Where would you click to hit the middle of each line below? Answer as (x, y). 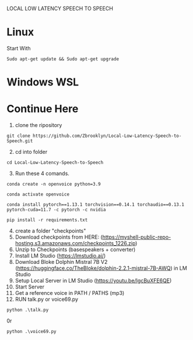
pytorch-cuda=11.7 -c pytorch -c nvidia (57, 210)
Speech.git (20, 141)
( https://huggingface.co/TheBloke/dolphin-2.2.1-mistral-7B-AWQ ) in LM (101, 268)
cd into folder (31, 152)
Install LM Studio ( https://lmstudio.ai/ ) (60, 256)
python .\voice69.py (32, 332)
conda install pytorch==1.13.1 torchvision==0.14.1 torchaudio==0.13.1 (95, 205)
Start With (19, 48)
